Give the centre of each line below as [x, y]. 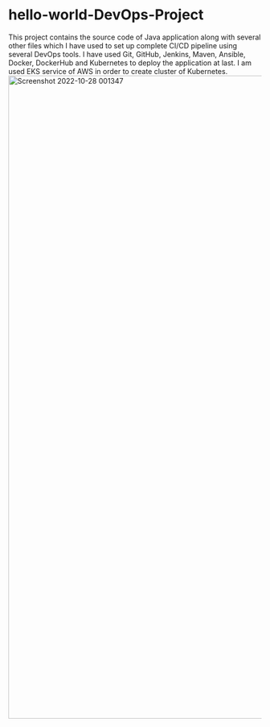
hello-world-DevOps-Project [106, 15]
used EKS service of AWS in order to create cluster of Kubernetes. [118, 71]
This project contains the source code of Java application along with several [135, 37]
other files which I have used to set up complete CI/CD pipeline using [123, 45]
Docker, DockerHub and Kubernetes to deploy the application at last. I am [130, 63]
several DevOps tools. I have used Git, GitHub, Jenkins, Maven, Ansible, [127, 54]
